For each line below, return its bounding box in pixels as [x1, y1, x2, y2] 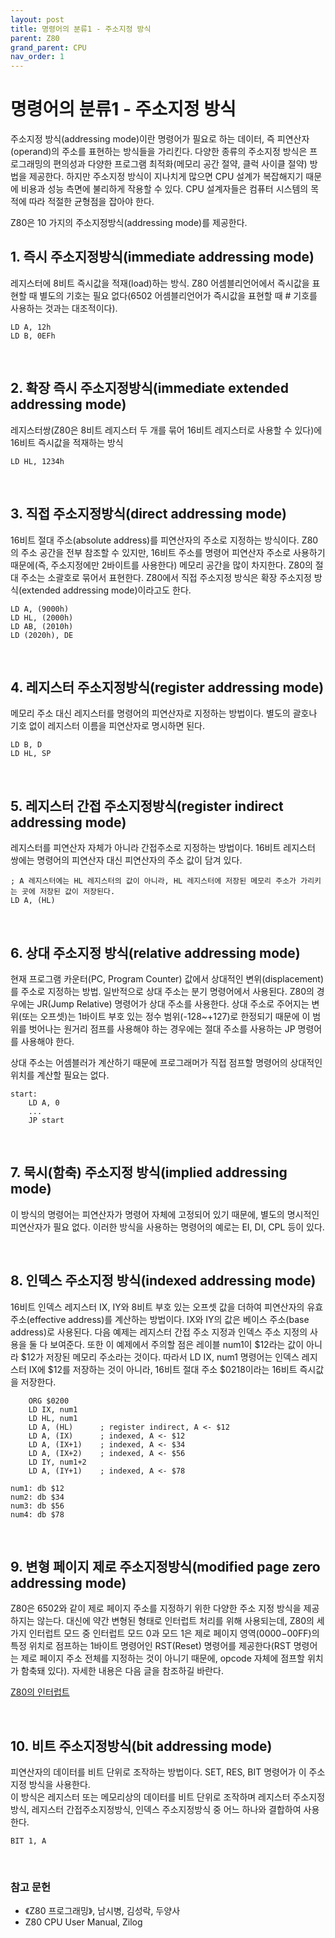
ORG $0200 [28, 1396, 70, 1406]
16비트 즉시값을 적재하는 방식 [10, 436, 124, 448]
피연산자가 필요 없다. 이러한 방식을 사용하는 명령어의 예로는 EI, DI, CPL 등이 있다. [10, 1221, 325, 1233]
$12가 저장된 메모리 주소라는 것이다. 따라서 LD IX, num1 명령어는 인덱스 [20, 1351, 300, 1363]
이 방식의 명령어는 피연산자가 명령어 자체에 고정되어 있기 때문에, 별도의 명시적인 [10, 1208, 320, 1220]
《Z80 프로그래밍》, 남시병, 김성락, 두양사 [24, 1905, 181, 1917]
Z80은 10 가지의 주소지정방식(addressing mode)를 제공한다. [10, 217, 248, 229]
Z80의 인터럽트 [10, 1686, 70, 1698]
